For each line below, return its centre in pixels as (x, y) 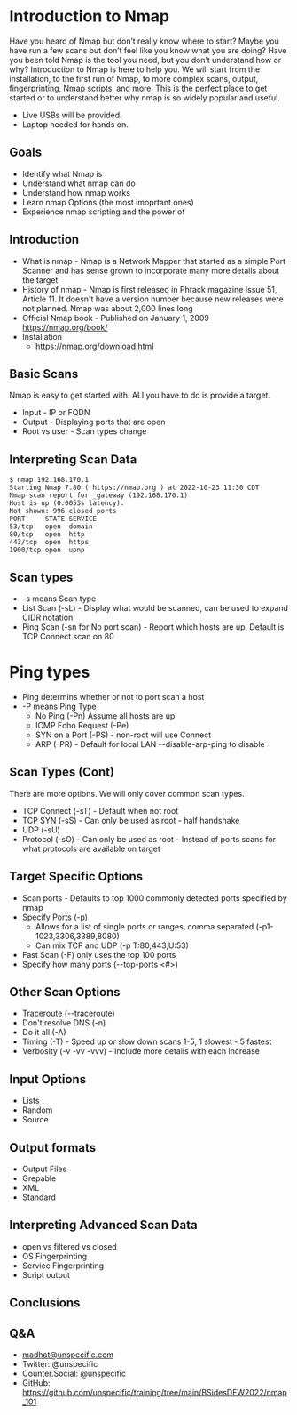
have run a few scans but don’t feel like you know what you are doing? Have (148, 50)
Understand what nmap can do (78, 183)
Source (35, 1120)
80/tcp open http (47, 535)
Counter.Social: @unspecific (74, 1374)
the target (40, 280)
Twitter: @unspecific (60, 1364)
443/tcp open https (49, 543)
